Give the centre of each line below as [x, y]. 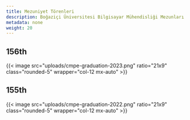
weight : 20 [19, 28]
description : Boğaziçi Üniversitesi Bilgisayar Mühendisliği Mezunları [95, 17]
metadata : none [25, 22]
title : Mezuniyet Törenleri [40, 11]
